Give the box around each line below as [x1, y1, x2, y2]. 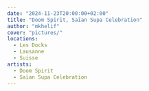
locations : [7, 36, 38, 42]
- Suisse [13, 55, 38, 62]
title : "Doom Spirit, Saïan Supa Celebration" [7, 16, 143, 23]
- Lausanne [13, 49, 45, 55]
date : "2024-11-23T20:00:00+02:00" [7, 10, 109, 17]
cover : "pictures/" [7, 29, 63, 36]
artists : [7, 61, 32, 68]
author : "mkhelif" [7, 23, 60, 29]
